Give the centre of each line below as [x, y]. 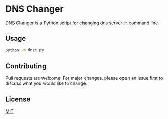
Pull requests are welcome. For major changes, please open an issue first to [84, 78]
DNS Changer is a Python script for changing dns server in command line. [82, 23]
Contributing [26, 66]
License [18, 99]
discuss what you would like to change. [46, 83]
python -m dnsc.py [25, 50]
